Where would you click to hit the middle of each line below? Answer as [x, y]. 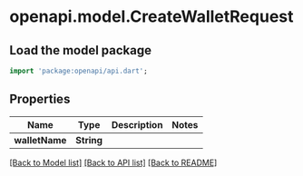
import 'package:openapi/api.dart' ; [78, 71]
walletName [40, 140]
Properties [40, 99]
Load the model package [81, 50]
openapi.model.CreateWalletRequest [151, 17]
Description [137, 124]
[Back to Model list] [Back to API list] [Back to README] [113, 162]
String [89, 140]
